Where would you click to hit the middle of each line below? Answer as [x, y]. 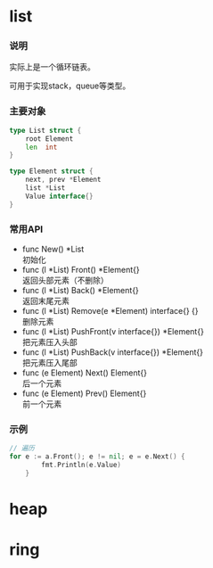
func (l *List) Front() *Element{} [81, 269]
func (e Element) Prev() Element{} [84, 393]
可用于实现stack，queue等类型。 [70, 86]
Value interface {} [59, 196]
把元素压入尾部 [49, 362]
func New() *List [53, 249]
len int [41, 147]
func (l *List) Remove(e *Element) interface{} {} [110, 310]
